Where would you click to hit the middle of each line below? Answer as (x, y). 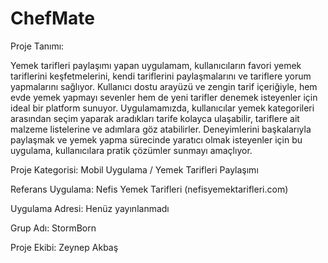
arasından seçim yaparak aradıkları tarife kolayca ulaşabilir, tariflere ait (155, 118)
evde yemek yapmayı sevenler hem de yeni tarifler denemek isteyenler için (164, 97)
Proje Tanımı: (37, 46)
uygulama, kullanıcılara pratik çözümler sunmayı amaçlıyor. (131, 150)
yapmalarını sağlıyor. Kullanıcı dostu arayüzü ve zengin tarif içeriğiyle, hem (164, 86)
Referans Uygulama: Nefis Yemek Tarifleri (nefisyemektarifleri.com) (149, 189)
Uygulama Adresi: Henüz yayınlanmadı (90, 208)
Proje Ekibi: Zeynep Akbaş (64, 247)
